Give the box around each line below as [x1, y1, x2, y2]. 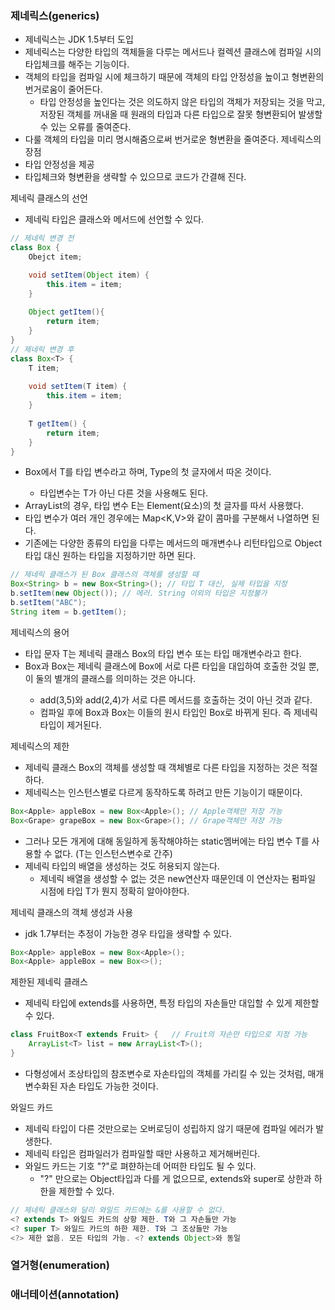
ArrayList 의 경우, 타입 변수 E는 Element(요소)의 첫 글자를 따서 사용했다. [24, 500, 304, 512]
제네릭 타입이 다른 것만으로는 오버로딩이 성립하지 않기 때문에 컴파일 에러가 [24, 1122, 314, 1134]
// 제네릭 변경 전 [10, 233, 75, 244]
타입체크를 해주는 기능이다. [24, 58, 130, 71]
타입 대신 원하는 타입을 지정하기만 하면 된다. [24, 550, 197, 562]
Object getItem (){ [28, 307, 105, 317]
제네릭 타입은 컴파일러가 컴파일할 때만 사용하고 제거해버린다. [24, 1147, 261, 1159]
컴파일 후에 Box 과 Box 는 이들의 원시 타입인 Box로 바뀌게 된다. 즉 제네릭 [39, 706, 318, 718]
